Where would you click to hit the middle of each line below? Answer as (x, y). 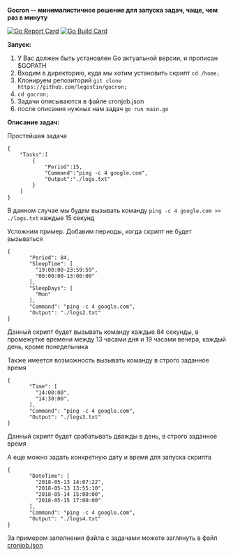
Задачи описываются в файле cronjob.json (81, 101)
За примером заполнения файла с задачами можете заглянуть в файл (112, 538)
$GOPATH (32, 65)
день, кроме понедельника (48, 346)
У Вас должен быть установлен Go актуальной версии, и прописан (118, 58)
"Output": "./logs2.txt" (65, 313)
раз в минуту (28, 17)
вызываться (25, 239)
